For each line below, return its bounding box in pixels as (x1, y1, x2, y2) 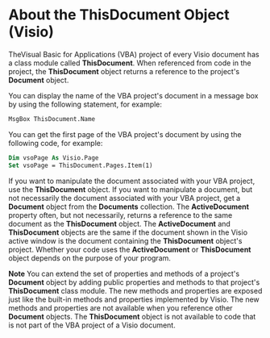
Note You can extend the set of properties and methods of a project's (8, 269, 240, 278)
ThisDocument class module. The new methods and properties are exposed (8, 286, 263, 295)
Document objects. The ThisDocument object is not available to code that (8, 311, 256, 321)
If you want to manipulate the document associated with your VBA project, (8, 176, 255, 186)
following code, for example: (8, 138, 103, 148)
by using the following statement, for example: (8, 99, 163, 109)
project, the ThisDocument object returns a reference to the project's (8, 66, 240, 76)
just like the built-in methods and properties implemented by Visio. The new (8, 294, 260, 304)
